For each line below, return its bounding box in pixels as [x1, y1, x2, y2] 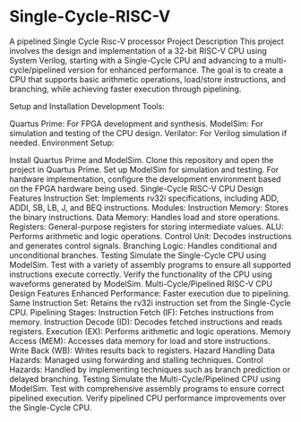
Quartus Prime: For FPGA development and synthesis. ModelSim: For [9, 118, 264, 129]
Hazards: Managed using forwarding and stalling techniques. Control [9, 354, 263, 365]
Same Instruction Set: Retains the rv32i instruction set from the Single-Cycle [9, 297, 291, 308]
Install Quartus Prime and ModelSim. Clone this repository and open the [9, 154, 274, 165]
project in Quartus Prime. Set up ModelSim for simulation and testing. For [9, 164, 279, 175]
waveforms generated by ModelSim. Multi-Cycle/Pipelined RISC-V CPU [9, 278, 273, 289]
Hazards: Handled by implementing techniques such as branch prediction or [9, 364, 291, 375]
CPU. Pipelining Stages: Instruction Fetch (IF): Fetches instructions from [9, 306, 274, 317]
